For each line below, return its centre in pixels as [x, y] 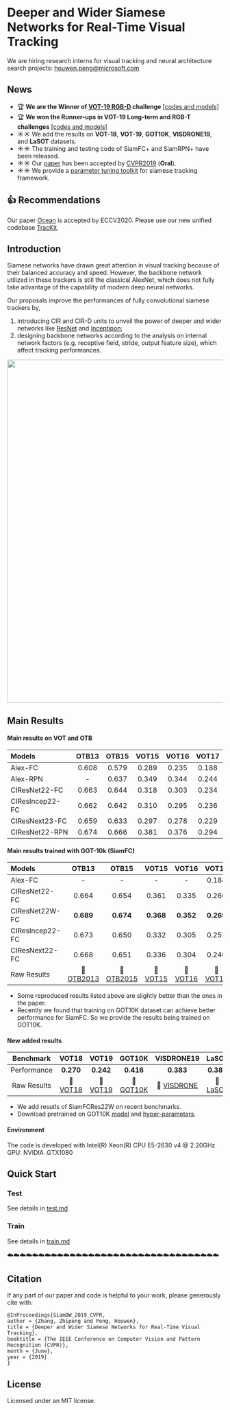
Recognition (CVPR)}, [38, 1346]
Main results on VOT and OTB [50, 738]
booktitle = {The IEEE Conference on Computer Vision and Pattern [104, 1339]
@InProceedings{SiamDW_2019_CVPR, [56, 1315]
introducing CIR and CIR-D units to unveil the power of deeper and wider [119, 321]
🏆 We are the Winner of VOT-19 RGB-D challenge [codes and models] [118, 106]
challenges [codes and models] [62, 127]
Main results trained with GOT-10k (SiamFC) [71, 850]
